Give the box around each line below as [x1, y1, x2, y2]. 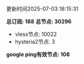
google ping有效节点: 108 [6, 51, 70, 58]
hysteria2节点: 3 [14, 38, 55, 45]
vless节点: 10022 [14, 31, 57, 38]
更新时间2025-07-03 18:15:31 [6, 5, 79, 12]
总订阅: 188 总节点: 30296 [6, 18, 72, 25]
